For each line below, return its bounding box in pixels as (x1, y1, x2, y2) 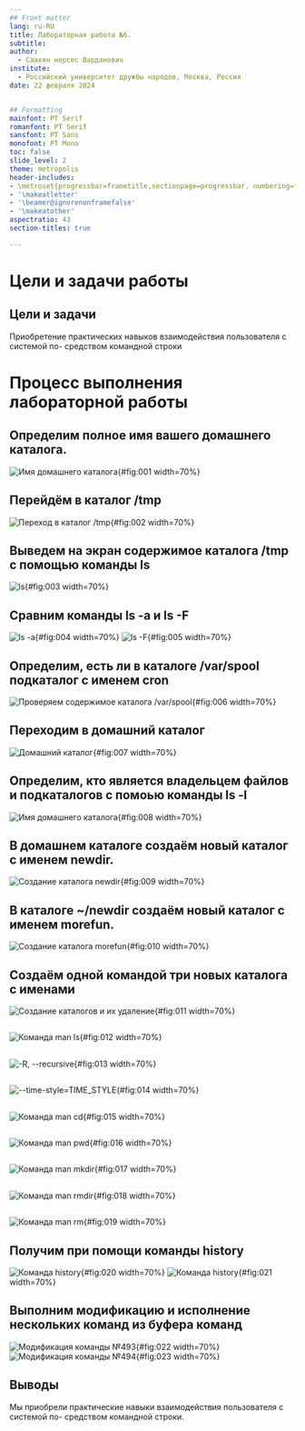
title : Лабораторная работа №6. (9, 30, 132, 39)
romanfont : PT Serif (9, 122, 88, 132)
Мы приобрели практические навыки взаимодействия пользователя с (9, 1401, 284, 1412)
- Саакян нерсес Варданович (17, 55, 124, 65)
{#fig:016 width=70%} (89, 1137, 172, 1148)
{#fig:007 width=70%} (93, 746, 177, 757)
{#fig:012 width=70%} (79, 1032, 162, 1043)
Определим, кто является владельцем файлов (9, 774, 289, 789)
